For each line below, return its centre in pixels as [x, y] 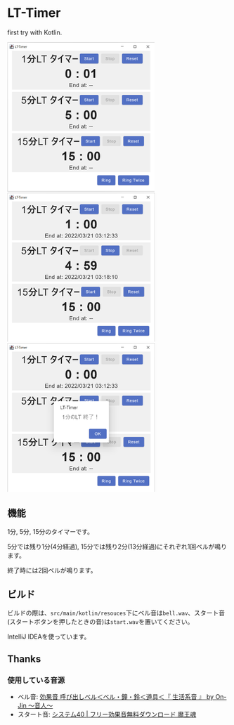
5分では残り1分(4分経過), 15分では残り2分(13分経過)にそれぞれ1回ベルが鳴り [117, 547]
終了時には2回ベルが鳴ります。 [52, 570]
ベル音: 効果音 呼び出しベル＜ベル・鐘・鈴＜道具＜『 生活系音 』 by [116, 697]
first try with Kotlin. [35, 32]
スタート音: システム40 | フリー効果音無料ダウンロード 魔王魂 [107, 714]
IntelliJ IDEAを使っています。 [49, 636]
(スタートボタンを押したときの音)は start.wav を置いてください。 [100, 621]
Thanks [24, 659]
